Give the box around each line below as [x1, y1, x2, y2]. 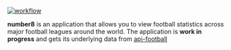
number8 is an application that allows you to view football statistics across [7, 20, 224, 28]
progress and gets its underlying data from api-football [7, 35, 168, 43]
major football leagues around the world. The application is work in [7, 28, 202, 35]
